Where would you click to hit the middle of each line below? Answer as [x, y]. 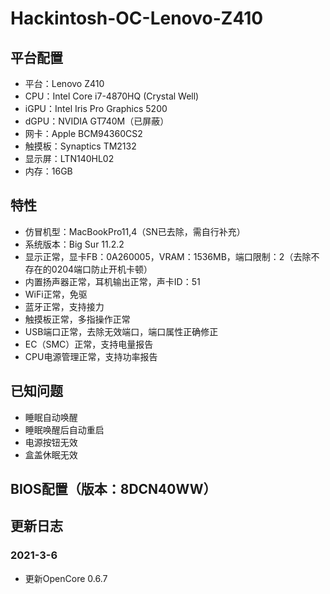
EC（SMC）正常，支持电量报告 [89, 344]
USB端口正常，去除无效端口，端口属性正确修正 [121, 331]
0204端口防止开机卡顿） [102, 269]
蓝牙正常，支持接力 [64, 306]
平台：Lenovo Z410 [64, 83]
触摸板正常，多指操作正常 [77, 319]
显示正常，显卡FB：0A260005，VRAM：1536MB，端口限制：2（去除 [168, 256]
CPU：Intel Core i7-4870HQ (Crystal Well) [112, 96]
